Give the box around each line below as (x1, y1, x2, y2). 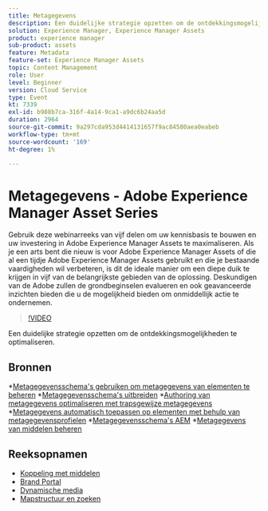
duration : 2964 (8, 116, 59, 124)
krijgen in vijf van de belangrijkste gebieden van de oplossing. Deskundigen (8, 272, 258, 282)
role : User (8, 71, 45, 79)
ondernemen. (8, 298, 53, 307)
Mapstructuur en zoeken (19, 493, 101, 503)
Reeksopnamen (8, 447, 88, 461)
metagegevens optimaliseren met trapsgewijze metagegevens (8, 398, 213, 408)
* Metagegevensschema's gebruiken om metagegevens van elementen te (8, 382, 250, 391)
